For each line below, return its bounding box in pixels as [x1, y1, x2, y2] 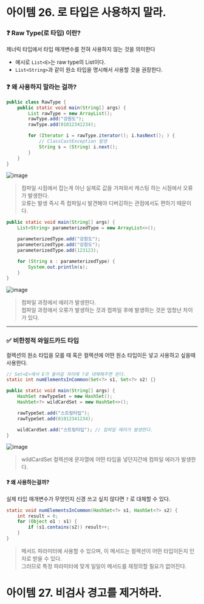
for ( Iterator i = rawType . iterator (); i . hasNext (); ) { [28, 133, 175, 139]
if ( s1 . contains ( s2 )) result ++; [28, 524, 110, 530]
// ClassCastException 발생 [38, 138, 107, 145]
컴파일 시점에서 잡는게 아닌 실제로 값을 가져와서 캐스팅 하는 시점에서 [21, 184, 182, 192]
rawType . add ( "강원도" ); [28, 116, 84, 122]
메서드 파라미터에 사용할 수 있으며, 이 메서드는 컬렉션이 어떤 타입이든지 [21, 547, 188, 554]
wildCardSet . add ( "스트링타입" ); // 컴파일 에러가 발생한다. [17, 426, 154, 432]
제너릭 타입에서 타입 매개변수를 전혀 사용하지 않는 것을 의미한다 [6, 46, 156, 53]
